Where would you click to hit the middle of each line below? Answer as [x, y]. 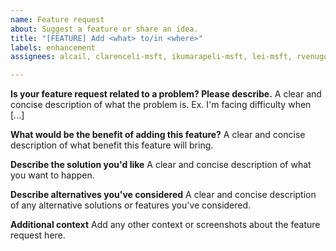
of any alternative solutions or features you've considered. [131, 205]
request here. [38, 235]
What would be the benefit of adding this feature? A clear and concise [158, 135]
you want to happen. [52, 175]
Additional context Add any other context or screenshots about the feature [165, 225]
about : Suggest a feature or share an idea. [104, 29]
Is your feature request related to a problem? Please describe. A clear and [166, 94]
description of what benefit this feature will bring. [112, 145]
